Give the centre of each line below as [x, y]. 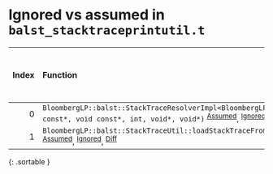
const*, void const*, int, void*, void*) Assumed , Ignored [154, 118]
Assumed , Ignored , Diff [80, 141]
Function [60, 74]
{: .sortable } [29, 161]
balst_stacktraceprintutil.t [107, 30]
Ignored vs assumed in [87, 15]
